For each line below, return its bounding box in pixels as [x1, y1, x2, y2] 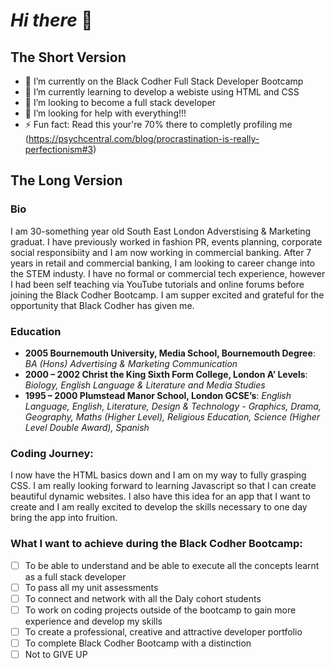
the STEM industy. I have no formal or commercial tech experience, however [10, 267, 326, 279]
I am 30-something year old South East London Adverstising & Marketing [10, 225, 312, 237]
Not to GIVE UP [24, 648, 88, 660]
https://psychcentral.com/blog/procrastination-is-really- [28, 133, 260, 144]
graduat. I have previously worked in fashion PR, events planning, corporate [10, 235, 323, 248]
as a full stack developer [24, 570, 127, 583]
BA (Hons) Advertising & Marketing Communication [24, 357, 238, 369]
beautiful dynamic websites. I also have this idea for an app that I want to [10, 490, 311, 503]
